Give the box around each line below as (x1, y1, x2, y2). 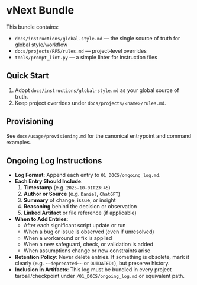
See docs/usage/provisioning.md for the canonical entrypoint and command (6, 132, 192, 140)
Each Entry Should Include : (14, 178, 83, 185)
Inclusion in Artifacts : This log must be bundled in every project (14, 266, 172, 273)
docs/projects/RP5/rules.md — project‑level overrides (14, 47, 147, 54)
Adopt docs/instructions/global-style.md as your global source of (14, 87, 179, 94)
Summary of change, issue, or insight (23, 197, 117, 204)
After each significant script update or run (23, 222, 126, 229)
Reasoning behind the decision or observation (23, 203, 137, 210)
